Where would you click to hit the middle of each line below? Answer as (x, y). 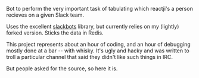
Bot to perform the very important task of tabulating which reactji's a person (100, 9)
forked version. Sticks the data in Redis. (55, 33)
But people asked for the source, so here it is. (62, 68)
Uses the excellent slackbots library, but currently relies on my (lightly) (93, 26)
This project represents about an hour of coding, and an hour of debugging (98, 44)
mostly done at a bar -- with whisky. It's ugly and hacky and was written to (98, 51)
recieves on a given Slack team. (45, 15)
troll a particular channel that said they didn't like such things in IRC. (90, 57)
